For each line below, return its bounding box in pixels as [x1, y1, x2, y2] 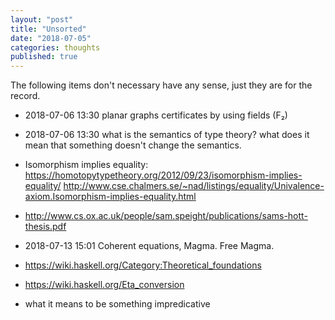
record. [10, 90, 41, 102]
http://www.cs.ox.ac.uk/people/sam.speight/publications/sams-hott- [24, 210, 308, 222]
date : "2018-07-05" [10, 33, 92, 43]
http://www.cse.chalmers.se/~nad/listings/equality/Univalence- [63, 180, 325, 192]
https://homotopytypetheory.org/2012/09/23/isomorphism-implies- [24, 169, 303, 181]
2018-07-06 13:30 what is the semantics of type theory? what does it [24, 129, 310, 141]
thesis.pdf [24, 221, 67, 233]
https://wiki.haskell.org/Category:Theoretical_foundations [24, 259, 262, 271]
